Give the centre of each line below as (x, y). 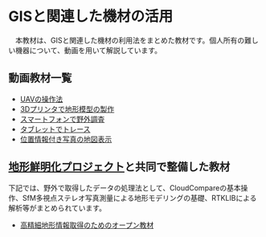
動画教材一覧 (40, 78)
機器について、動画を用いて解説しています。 (88, 50)
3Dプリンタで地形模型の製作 (67, 108)
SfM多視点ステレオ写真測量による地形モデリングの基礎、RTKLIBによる (139, 198)
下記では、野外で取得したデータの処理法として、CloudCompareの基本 (125, 188)
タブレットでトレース (55, 129)
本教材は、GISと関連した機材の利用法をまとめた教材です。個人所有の (130, 40)
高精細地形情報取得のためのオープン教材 (87, 225)
